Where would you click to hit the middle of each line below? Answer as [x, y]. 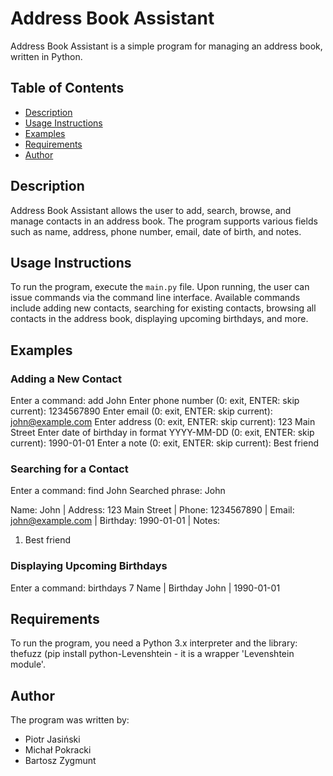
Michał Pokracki [58, 750]
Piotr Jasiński [52, 739]
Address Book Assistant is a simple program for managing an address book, [166, 46]
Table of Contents [67, 88]
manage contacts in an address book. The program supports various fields [164, 221]
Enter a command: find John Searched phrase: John [118, 491]
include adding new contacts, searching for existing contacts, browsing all [163, 308]
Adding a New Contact [66, 379]
